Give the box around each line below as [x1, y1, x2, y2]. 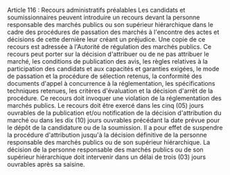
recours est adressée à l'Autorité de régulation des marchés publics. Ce [7, 43, 212, 50]
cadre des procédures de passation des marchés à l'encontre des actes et [7, 28, 220, 36]
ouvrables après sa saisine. [7, 160, 85, 168]
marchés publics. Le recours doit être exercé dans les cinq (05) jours [7, 102, 204, 109]
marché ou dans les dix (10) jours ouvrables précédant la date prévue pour [7, 116, 220, 124]
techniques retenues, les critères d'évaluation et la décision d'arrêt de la [7, 86, 213, 95]
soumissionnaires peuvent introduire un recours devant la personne [7, 13, 200, 21]
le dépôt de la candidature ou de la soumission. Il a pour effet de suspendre [7, 124, 223, 131]
